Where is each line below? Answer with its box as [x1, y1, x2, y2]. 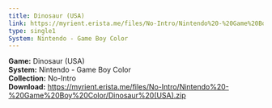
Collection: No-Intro [8, 73, 77, 83]
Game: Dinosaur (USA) [8, 56, 85, 66]
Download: [8, 82, 46, 92]
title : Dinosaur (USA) [8, 11, 85, 20]
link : [8, 19, 27, 27]
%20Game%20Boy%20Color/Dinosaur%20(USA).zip [8, 90, 186, 101]
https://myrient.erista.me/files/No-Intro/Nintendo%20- [47, 82, 229, 92]
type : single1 [8, 27, 57, 35]
